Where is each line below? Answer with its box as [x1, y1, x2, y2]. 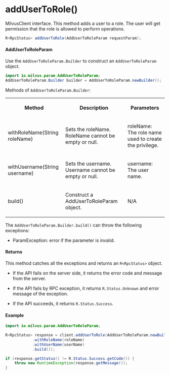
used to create [127, 135, 162, 142]
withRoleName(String [8, 129, 59, 136]
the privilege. [127, 141, 159, 148]
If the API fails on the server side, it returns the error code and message [12, 270, 162, 276]
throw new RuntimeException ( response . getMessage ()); [14, 361, 128, 366]
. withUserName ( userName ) [32, 342, 85, 347]
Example [5, 312, 24, 318]
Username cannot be [65, 166, 115, 173]
